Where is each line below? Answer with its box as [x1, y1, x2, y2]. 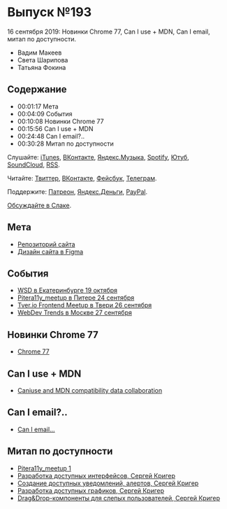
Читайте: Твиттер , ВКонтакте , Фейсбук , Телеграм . [7, 174, 157, 182]
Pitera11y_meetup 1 [17, 463, 72, 473]
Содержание [7, 83, 68, 95]
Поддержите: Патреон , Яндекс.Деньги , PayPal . [7, 187, 148, 196]
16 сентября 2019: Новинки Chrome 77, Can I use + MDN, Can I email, [7, 27, 211, 36]
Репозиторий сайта [17, 239, 75, 249]
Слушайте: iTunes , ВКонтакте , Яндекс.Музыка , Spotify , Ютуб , [7, 153, 190, 161]
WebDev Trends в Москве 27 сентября [17, 309, 133, 317]
